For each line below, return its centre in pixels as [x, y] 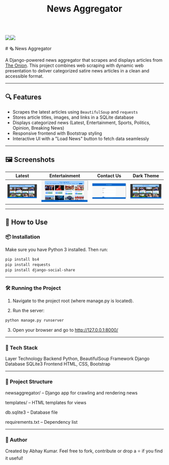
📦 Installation [23, 237]
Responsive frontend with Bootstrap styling [57, 133]
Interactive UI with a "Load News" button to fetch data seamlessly [81, 138]
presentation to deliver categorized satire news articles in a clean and [77, 70]
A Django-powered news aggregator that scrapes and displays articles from [84, 60]
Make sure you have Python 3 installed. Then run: [57, 250]
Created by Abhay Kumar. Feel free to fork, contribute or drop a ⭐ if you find [84, 451]
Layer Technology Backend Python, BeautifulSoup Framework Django [77, 359]
